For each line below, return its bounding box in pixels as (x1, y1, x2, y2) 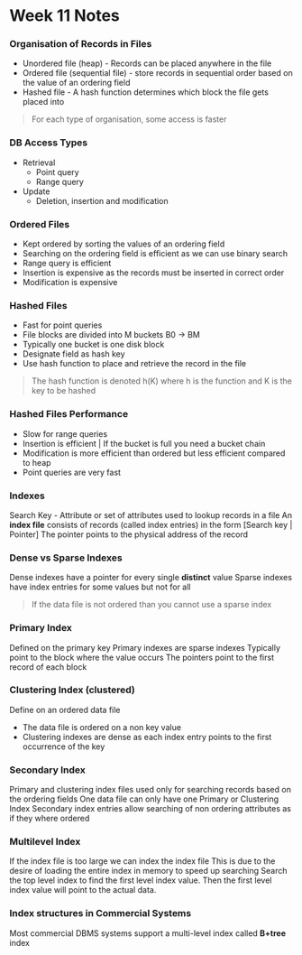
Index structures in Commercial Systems (9, 907, 192, 920)
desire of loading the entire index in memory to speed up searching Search (9, 866, 288, 876)
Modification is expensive (22, 277, 118, 288)
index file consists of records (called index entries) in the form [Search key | (9, 519, 293, 530)
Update (22, 186, 50, 197)
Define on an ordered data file (9, 704, 121, 715)
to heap (22, 457, 51, 468)
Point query (35, 166, 79, 177)
